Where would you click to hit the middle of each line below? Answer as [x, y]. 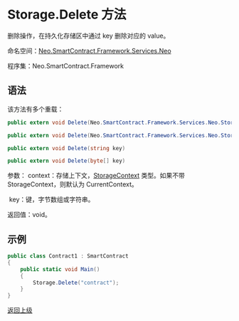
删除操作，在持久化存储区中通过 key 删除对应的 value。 [89, 36]
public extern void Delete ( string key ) [67, 148]
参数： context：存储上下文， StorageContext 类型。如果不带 [96, 176]
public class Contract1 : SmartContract [68, 256]
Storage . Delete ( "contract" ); [76, 283]
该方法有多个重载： [36, 109]
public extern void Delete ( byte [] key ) [67, 161]
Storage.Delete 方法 [67, 15]
